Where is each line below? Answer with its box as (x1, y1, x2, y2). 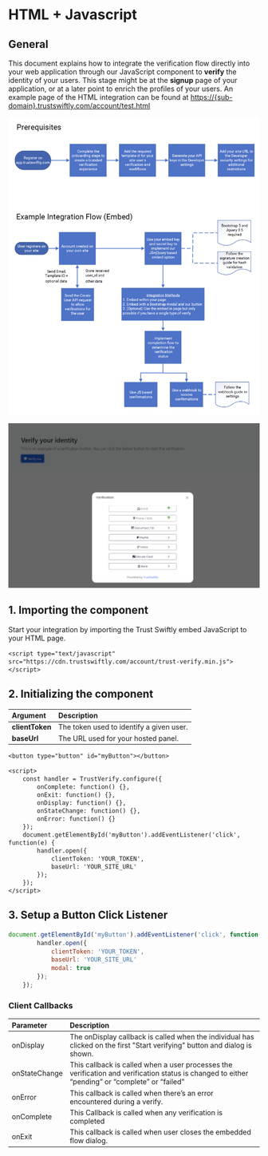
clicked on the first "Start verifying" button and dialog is (69, 1040, 253, 1050)
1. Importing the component (8, 604, 149, 617)
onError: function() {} (37, 815, 116, 823)
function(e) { (8, 839, 56, 847)
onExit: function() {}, (37, 791, 116, 799)
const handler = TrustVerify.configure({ (22, 775, 162, 783)
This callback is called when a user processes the (69, 1060, 233, 1070)
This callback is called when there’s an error (69, 1088, 214, 1098)
